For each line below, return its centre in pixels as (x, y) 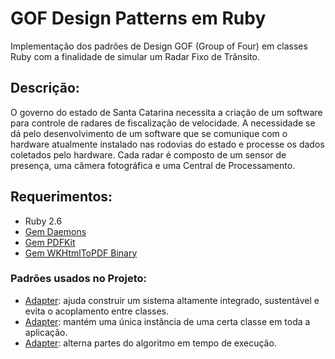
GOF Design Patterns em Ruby (138, 18)
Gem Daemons (55, 231)
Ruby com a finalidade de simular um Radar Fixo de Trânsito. (135, 56)
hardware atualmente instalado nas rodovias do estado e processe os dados (167, 144)
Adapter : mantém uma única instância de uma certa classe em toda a (167, 321)
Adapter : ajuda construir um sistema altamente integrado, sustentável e (172, 300)
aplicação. (46, 332)
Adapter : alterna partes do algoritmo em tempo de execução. (150, 343)
